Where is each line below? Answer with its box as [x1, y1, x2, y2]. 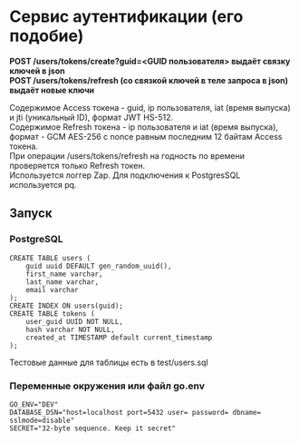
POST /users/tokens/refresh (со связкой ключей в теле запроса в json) [9, 74, 288, 85]
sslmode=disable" [9, 416, 75, 425]
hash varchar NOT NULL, [25, 325, 116, 334]
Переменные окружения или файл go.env [9, 379, 206, 392]
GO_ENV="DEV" [9, 399, 59, 409]
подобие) [9, 25, 84, 46]
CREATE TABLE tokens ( [9, 309, 95, 319]
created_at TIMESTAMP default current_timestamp [25, 333, 213, 342]
